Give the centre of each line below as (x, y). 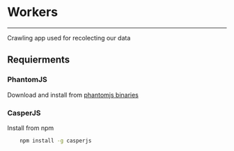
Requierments (39, 60)
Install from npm (31, 128)
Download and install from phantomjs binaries (73, 95)
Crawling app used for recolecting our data (69, 38)
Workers (33, 12)
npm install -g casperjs (56, 141)
